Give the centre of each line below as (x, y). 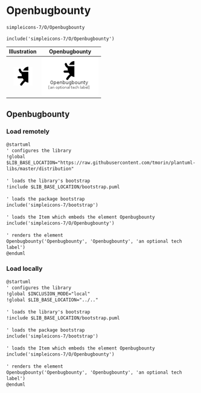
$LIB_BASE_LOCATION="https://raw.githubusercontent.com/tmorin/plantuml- (101, 163)
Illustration (23, 51)
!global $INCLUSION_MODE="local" (48, 294)
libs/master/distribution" (40, 169)
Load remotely (28, 131)
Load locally (24, 268)
